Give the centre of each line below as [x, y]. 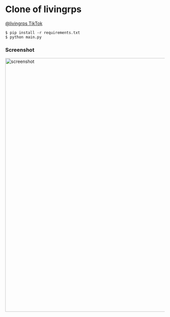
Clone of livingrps [44, 9]
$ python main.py [24, 37]
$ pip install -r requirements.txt [43, 32]
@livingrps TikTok [24, 23]
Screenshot [20, 50]
